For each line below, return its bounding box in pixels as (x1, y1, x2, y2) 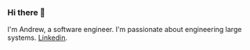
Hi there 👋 (7, 7, 46, 18)
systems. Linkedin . (7, 33, 68, 42)
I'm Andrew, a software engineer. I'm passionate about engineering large (7, 25, 242, 34)
